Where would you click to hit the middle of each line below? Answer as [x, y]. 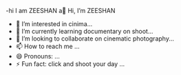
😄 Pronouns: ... [38, 56]
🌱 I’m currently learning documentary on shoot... [84, 31]
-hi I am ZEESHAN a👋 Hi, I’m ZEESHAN [61, 11]
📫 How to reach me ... [47, 46]
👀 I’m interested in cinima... [54, 24]
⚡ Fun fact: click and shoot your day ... [70, 64]
